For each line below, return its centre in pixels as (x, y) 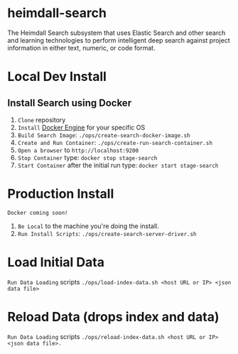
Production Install (61, 194)
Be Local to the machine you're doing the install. (88, 226)
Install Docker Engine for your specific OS (81, 127)
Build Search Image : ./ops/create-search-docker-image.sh (104, 135)
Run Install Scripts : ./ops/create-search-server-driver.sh (107, 233)
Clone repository (42, 119)
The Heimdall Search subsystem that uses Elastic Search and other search (117, 33)
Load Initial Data (56, 263)
